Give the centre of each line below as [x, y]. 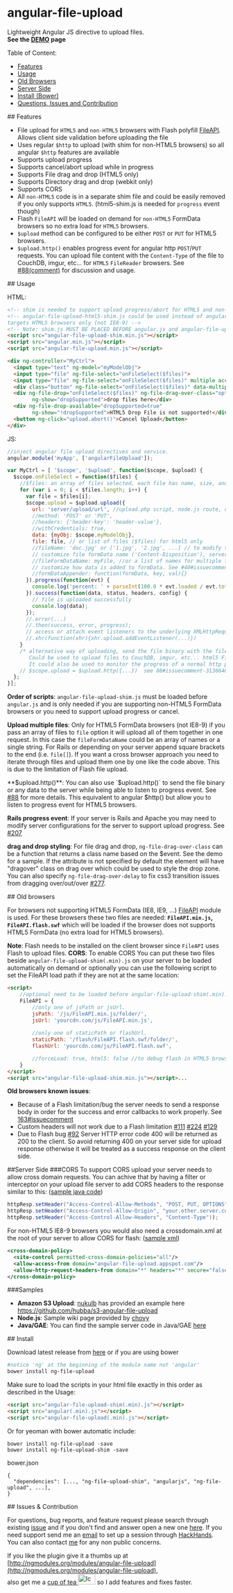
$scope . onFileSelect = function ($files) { [76, 477]
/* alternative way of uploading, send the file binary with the [116, 651]
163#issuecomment [45, 1120]
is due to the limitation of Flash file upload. [68, 769]
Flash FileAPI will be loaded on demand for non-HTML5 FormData [109, 218]
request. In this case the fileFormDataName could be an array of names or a [114, 740]
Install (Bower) [38, 96]
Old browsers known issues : [49, 1091]
